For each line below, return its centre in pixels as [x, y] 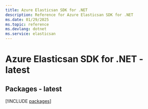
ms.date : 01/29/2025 [27, 19]
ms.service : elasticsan [31, 34]
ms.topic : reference [27, 24]
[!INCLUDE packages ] [28, 101]
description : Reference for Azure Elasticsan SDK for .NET [69, 15]
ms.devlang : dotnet [26, 29]
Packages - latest [34, 89]
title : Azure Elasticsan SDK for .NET [46, 10]
